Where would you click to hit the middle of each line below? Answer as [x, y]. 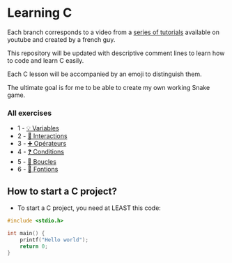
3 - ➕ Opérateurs [42, 144]
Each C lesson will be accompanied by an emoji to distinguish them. [105, 74]
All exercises [30, 113]
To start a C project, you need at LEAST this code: [89, 208]
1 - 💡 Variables [38, 128]
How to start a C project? [62, 191]
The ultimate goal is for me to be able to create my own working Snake [109, 87]
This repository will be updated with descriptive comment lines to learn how [116, 53]
